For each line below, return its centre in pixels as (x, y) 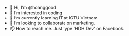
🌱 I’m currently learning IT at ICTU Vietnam (54, 18)
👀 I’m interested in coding (36, 13)
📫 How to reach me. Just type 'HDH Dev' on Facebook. (67, 28)
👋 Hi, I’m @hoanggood (33, 8)
